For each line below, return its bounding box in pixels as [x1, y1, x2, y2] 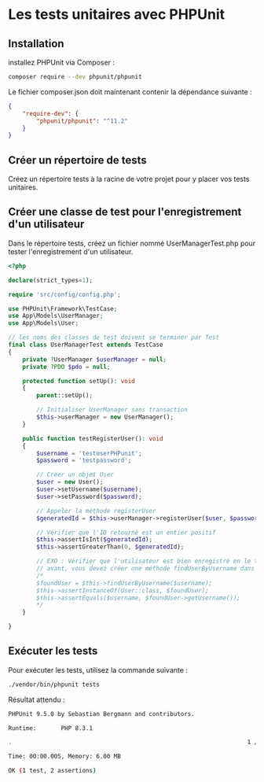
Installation [8, 37, 64, 50]
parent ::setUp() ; [36, 392, 93, 400]
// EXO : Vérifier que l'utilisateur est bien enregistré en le [36, 557, 251, 566]
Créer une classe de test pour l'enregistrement [8, 205, 242, 219]
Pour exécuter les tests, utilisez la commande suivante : [8, 665, 189, 674]
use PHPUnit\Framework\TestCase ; [8, 304, 118, 312]
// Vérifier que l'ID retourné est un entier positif [36, 529, 216, 537]
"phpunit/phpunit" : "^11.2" [36, 116, 128, 125]
